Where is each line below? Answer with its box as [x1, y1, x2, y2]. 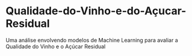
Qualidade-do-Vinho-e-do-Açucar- [5, 4, 187, 18]
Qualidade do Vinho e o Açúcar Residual [5, 43, 106, 50]
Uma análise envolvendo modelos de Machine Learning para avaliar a [5, 36, 178, 43]
